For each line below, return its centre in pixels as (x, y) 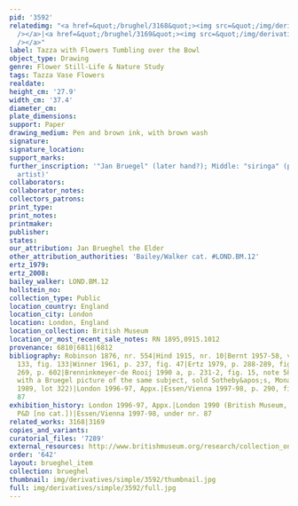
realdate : (27, 83)
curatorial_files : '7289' (57, 439)
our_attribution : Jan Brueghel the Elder (87, 249)
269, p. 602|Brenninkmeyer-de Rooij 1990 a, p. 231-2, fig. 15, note (148, 372)
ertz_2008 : (29, 273)
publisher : (29, 232)
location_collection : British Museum (79, 331)
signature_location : (47, 149)
